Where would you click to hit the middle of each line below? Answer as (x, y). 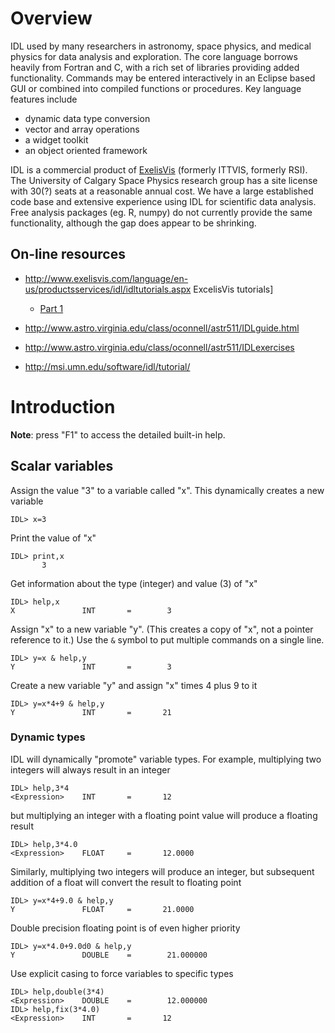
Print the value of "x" (53, 538)
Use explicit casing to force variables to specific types (122, 973)
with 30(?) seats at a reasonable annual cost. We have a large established (162, 191)
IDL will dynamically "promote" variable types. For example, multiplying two (166, 759)
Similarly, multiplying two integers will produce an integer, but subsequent (162, 871)
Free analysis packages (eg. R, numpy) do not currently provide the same (161, 212)
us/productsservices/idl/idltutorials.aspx (108, 289)
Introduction (63, 406)
